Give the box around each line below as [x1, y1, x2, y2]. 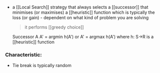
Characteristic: [5, 51, 42, 58]
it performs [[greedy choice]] [24, 24, 84, 30]
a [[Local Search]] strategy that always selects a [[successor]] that [12, 4, 149, 10]
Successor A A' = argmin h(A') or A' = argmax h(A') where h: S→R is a [12, 34, 154, 39]
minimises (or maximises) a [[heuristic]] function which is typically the [12, 9, 155, 15]
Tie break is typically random [12, 63, 72, 69]
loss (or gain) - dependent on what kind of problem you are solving [12, 15, 149, 20]
